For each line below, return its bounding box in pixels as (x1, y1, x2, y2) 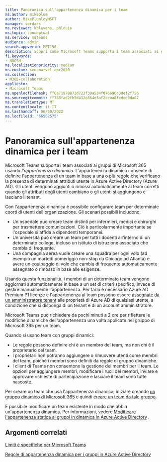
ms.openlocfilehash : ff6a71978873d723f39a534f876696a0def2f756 (5, 91, 139, 96)
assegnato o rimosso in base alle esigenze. (12, 266, 101, 272)
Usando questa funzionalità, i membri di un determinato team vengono (5, 276, 150, 282)
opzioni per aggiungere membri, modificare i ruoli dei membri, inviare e (12, 368, 158, 374)
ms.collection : (5, 72, 37, 77)
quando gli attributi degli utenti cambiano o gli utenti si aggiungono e (5, 189, 146, 195)
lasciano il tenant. (5, 194, 41, 200)
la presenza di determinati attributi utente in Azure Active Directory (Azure (5, 178, 157, 184)
